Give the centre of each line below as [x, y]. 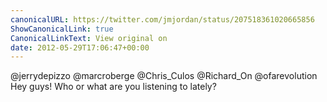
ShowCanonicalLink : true [62, 29]
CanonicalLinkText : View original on [89, 38]
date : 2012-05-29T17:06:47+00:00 [80, 47]
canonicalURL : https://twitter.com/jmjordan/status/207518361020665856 [162, 19]
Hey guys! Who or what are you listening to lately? [113, 87]
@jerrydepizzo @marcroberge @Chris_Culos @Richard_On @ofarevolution [164, 76]
